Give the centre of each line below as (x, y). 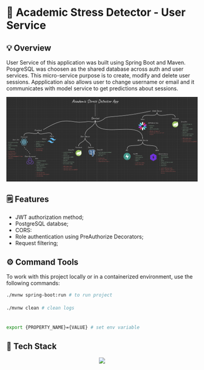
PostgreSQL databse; (42, 223)
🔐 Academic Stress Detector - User (96, 12)
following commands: (33, 283)
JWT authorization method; (49, 217)
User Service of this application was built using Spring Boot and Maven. (96, 62)
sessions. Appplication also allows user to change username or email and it (100, 82)
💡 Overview (29, 48)
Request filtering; (37, 243)
